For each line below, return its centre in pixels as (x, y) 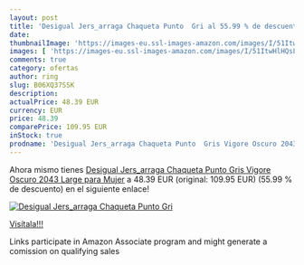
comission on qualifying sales (65, 251)
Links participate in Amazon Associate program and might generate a (138, 241)
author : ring (34, 77)
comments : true (38, 60)
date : (19, 34)
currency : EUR (36, 110)
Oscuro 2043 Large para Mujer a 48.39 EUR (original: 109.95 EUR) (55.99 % (151, 179)
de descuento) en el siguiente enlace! (79, 189)
